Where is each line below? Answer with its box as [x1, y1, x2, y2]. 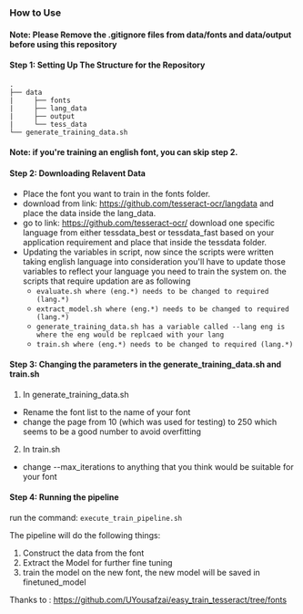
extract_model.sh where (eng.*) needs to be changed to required [35, 304, 289, 314]
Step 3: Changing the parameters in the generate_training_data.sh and [9, 359, 282, 370]
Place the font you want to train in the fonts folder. [22, 188, 211, 199]
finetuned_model [22, 577, 86, 588]
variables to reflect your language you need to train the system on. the [22, 265, 287, 276]
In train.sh [22, 443, 61, 454]
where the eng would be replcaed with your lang [35, 330, 225, 339]
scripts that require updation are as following [22, 276, 191, 286]
